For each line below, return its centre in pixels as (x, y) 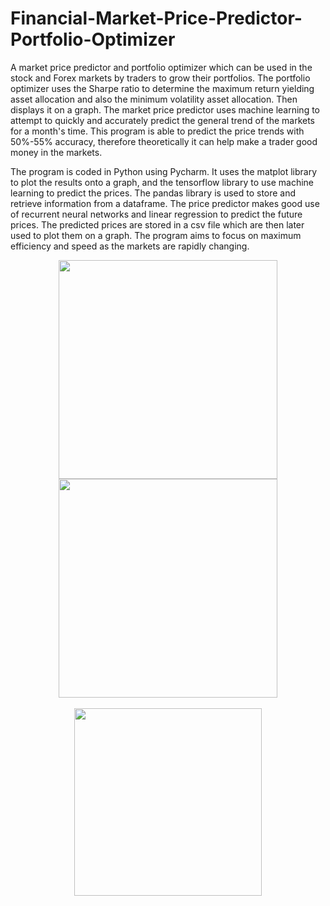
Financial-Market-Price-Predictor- (156, 18)
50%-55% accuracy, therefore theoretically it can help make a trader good (164, 141)
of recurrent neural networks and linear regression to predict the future (156, 214)
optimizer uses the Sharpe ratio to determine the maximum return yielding (162, 88)
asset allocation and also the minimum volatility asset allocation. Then (154, 99)
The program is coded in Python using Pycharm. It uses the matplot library (164, 171)
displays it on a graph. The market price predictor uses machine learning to (165, 109)
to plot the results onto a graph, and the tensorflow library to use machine (162, 182)
